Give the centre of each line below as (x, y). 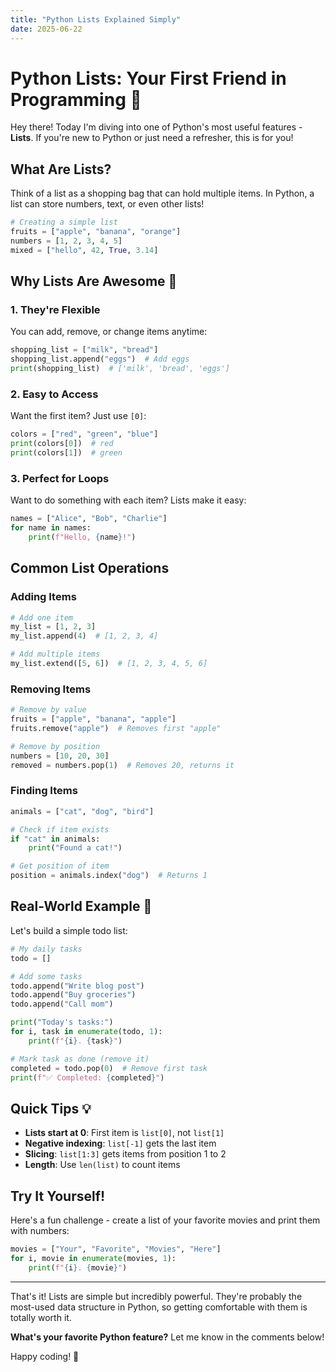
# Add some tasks (46, 976)
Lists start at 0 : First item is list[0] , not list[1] (124, 1133)
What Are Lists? (61, 169)
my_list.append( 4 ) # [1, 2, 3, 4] (84, 636)
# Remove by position (55, 746)
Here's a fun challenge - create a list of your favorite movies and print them (165, 1220)
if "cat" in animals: (55, 839)
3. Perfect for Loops (60, 478)
